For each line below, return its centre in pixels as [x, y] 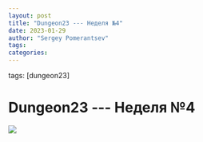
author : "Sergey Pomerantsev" [59, 38]
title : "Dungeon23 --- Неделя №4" [66, 23]
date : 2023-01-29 [37, 30]
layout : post [30, 16]
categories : [28, 53]
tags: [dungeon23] [39, 75]
